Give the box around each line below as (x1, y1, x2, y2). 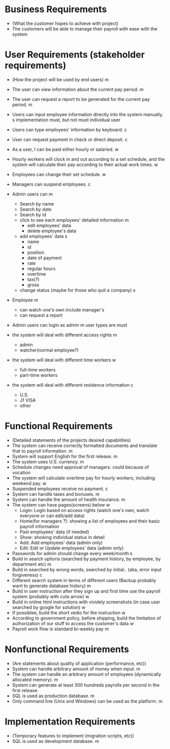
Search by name (19, 200, 54, 207)
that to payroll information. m (12, 448, 73, 454)
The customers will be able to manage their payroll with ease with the (12, 25, 158, 31)
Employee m (12, 297, 39, 303)
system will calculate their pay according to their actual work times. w (12, 161, 158, 167)
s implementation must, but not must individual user (12, 117, 121, 123)
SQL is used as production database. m (12, 693, 95, 699)
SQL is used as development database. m (12, 738, 99, 744)
